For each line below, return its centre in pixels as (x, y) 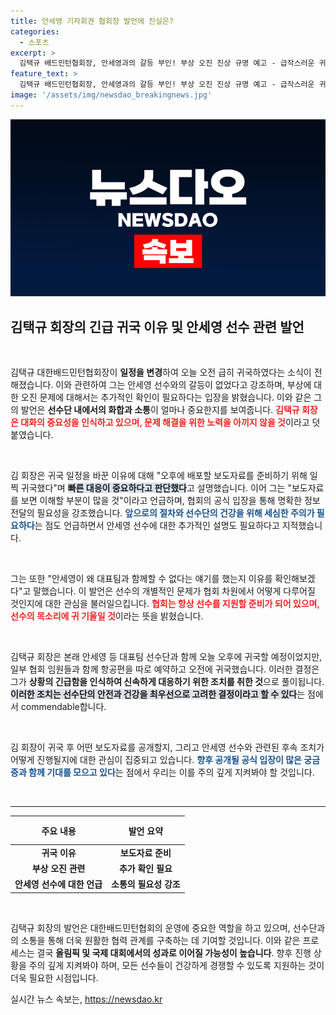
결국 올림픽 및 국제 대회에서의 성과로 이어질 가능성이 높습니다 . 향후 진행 (174, 952)
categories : (35, 31)
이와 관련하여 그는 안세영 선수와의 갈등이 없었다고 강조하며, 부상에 (183, 385)
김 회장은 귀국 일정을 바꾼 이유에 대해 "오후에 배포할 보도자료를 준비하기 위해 (159, 476)
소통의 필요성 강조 (146, 884)
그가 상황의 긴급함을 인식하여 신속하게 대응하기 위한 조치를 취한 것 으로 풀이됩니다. (167, 682)
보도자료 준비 (145, 852)
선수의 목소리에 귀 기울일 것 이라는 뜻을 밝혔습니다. (107, 616)
